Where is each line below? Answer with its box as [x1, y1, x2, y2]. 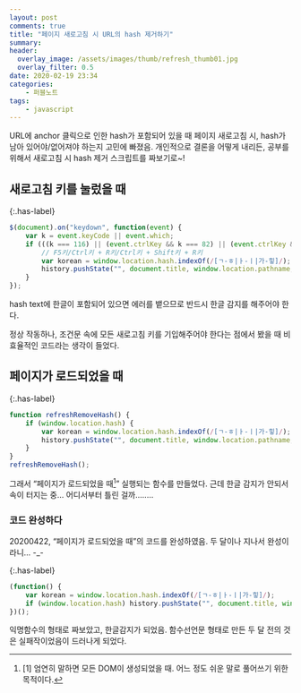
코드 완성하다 [9, 514, 63, 526]
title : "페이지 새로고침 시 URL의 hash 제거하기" [9, 30, 174, 38]
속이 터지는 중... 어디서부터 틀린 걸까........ [9, 489, 154, 500]
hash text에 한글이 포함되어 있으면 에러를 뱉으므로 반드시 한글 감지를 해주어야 [9, 299, 280, 310]
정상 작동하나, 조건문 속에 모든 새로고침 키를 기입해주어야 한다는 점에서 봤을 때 [9, 329, 282, 340]
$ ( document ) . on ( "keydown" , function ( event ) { [9, 223, 182, 233]
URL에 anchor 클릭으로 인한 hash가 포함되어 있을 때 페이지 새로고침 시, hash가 [9, 131, 287, 141]
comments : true [9, 21, 66, 30]
